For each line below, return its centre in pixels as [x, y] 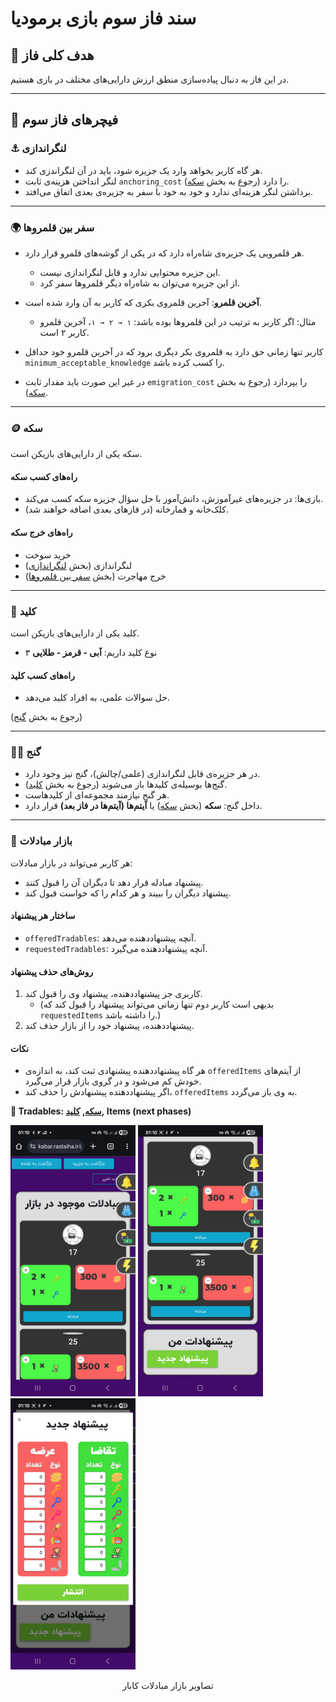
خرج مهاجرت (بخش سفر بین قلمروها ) [95, 576]
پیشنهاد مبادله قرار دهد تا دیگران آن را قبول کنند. [114, 882]
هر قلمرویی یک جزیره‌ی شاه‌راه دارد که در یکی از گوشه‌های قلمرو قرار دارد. [164, 253]
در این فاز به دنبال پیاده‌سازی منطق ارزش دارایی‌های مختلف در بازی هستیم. [150, 79]
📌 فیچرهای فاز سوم [64, 120]
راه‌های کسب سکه [44, 476]
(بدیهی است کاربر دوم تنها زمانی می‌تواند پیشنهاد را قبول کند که [157, 1004]
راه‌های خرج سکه [41, 533]
